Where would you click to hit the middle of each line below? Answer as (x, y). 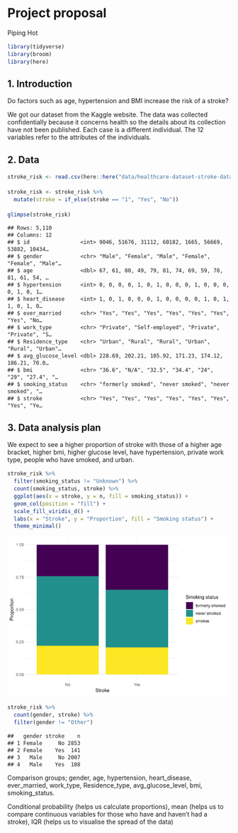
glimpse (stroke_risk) (39, 215)
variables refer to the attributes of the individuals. (79, 137)
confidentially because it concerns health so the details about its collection (117, 122)
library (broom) (30, 54)
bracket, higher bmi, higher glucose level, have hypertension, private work (116, 452)
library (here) (28, 62)
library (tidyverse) (36, 47)
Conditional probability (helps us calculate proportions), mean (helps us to (116, 806)
